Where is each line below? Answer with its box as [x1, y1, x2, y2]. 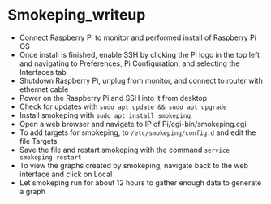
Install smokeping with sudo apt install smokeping [19, 110, 191, 119]
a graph [19, 186, 46, 196]
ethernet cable [19, 84, 69, 94]
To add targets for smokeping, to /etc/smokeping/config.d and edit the [19, 128, 256, 137]
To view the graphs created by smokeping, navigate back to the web [19, 160, 249, 170]
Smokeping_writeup [7, 6, 146, 24]
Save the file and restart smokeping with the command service [19, 145, 230, 154]
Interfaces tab [19, 67, 67, 76]
